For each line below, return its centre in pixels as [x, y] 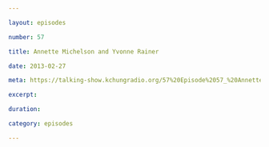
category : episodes [41, 124]
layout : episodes [37, 22]
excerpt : [23, 95]
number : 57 [26, 37]
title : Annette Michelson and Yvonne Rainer [84, 52]
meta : [17, 81]
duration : [25, 109]
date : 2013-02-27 [37, 66]
